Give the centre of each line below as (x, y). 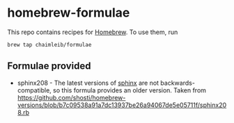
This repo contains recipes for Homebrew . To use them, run (93, 32)
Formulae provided (49, 66)
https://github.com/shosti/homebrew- (71, 97)
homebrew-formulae (69, 13)
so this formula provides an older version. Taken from (130, 90)
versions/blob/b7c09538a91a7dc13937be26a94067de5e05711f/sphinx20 (122, 105)
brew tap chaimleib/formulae (49, 44)
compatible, (34, 90)
